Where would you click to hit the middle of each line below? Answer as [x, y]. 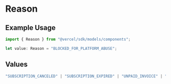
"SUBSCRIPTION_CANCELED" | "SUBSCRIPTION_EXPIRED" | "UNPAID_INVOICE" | [84, 76]
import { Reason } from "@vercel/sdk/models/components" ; [68, 39]
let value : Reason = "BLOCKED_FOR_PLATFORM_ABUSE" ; [61, 48]
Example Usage [31, 28]
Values [17, 64]
